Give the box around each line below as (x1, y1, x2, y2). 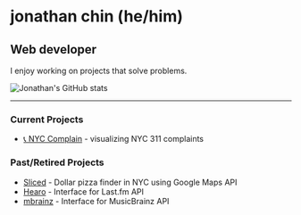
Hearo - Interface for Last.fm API (22, 186, 145, 197)
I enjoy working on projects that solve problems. (10, 65, 188, 76)
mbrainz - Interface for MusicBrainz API (22, 195, 170, 206)
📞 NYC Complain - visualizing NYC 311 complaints (22, 134, 205, 145)
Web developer (10, 42, 97, 57)
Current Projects (10, 113, 84, 126)
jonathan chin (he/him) (10, 6, 184, 27)
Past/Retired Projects (10, 156, 105, 169)
